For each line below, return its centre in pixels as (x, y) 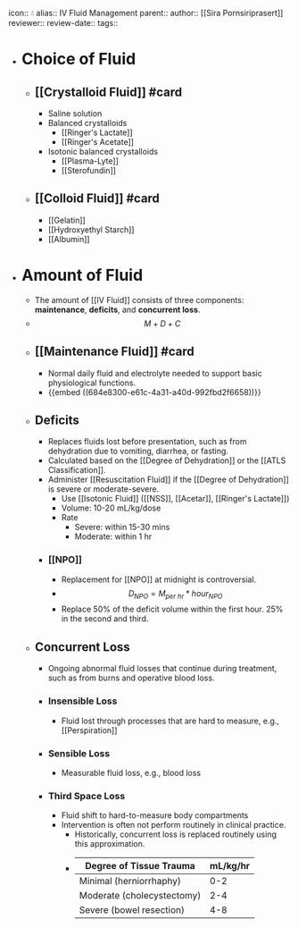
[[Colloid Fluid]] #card (97, 199)
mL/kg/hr (230, 866)
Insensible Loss (83, 701)
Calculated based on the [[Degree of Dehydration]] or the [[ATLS (167, 460)
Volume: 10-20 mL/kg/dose (111, 508)
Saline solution (75, 114)
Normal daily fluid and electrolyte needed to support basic (155, 373)
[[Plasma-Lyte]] (90, 161)
